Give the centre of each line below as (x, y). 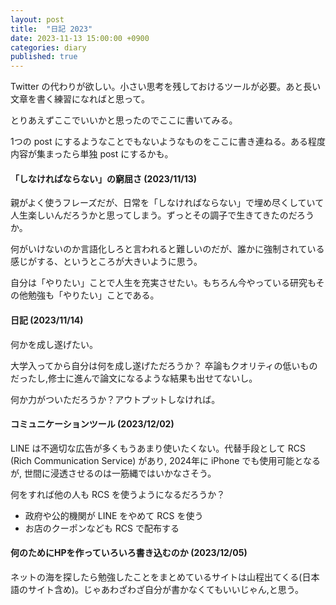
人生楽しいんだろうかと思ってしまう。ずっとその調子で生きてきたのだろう (162, 215)
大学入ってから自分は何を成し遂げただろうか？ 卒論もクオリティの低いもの (164, 365)
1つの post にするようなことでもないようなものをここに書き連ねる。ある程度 (168, 142)
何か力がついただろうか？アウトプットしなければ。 (115, 399)
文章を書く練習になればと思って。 (80, 99)
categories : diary (48, 47)
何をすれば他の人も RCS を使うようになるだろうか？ (118, 494)
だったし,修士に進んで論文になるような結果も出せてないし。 (134, 378)
